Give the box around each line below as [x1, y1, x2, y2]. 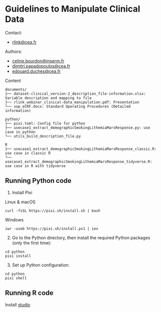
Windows [5, 217, 24, 223]
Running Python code [5, 177, 72, 185]
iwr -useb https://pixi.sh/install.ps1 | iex [5, 226, 98, 231]
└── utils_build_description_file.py [5, 133, 81, 139]
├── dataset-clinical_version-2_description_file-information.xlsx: [5, 91, 146, 96]
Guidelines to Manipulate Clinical [5, 3, 140, 15]
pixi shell [5, 276, 27, 280]
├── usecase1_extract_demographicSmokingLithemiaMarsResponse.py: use [5, 125, 150, 130]
